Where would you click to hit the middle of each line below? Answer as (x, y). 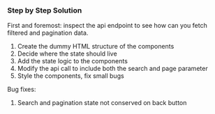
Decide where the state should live (67, 54)
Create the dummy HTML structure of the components (96, 47)
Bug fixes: (22, 90)
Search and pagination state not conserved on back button (102, 103)
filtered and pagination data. (48, 33)
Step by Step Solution (45, 10)
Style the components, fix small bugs (71, 76)
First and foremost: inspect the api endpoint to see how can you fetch (107, 26)
